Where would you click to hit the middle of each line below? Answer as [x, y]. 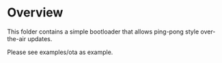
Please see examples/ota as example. [60, 52]
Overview [35, 13]
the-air [16, 38]
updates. [40, 38]
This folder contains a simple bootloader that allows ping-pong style [103, 32]
